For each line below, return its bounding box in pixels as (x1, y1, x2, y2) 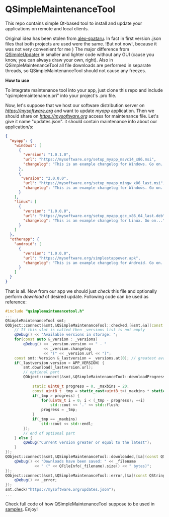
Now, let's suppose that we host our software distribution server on (5, 102, 145, 108)
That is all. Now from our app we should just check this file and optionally (5, 288, 157, 294)
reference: (5, 299, 27, 305)
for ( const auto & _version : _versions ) (14, 337, 98, 342)
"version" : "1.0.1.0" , (23, 152, 71, 158)
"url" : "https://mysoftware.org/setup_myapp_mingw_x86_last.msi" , (23, 180, 165, 185)
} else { (14, 435, 33, 440)
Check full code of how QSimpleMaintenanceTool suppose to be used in (5, 501, 155, 507)
